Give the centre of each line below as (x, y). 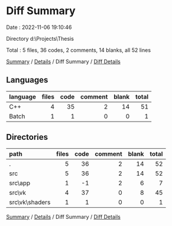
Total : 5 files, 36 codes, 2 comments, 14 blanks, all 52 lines (79, 50)
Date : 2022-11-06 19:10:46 (39, 27)
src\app (20, 183)
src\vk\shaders (30, 202)
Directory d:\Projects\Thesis (40, 38)
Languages (27, 80)
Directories (27, 137)
